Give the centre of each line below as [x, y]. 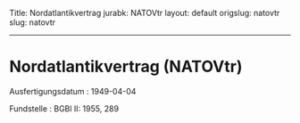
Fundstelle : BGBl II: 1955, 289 [64, 108]
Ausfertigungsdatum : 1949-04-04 [73, 91]
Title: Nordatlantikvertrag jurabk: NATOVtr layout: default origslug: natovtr [145, 13]
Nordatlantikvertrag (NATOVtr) [126, 67]
